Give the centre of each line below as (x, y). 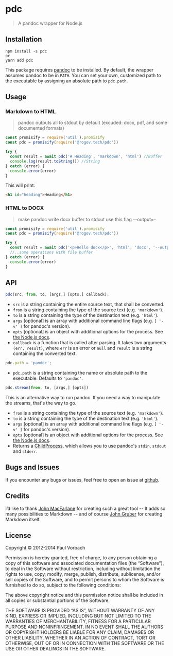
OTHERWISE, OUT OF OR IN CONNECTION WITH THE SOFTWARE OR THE (85, 643)
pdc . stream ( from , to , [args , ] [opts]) (47, 388)
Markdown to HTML (31, 112)
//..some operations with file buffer (52, 253)
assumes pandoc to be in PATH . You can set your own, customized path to (83, 75)
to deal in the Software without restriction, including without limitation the (83, 569)
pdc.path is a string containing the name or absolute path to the (80, 373)
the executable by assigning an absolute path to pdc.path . (67, 81)
